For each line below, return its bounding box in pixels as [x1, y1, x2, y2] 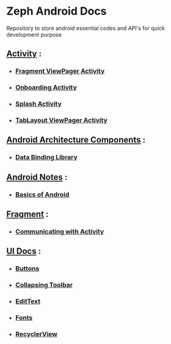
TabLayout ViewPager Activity [15, 116, 108, 124]
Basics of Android [15, 190, 70, 199]
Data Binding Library [15, 153, 78, 162]
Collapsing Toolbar [15, 281, 73, 289]
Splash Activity [15, 99, 62, 108]
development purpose [6, 30, 62, 38]
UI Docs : [6, 246, 42, 257]
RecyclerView [15, 329, 58, 338]
